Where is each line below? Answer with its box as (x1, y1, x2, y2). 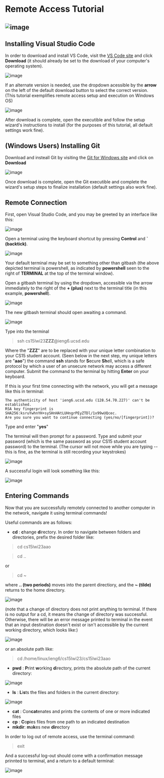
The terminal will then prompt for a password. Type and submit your (5, 433, 142, 439)
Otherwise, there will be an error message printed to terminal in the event (5, 616, 153, 622)
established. (5, 402, 32, 407)
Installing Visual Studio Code (5, 39, 95, 48)
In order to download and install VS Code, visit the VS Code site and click (5, 53, 153, 58)
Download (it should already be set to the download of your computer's (5, 58, 150, 64)
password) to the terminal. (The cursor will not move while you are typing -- (5, 444, 158, 450)
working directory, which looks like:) (5, 627, 78, 633)
